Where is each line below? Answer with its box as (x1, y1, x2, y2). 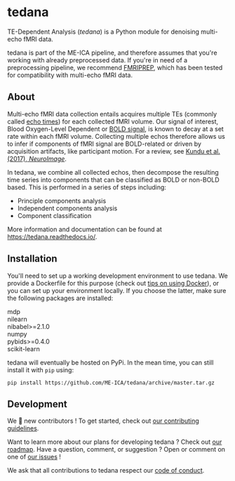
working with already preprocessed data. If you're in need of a (7, 55, 188, 64)
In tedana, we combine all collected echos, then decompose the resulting (7, 168, 219, 176)
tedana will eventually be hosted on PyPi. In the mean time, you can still (7, 358, 214, 367)
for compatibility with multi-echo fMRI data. (7, 71, 133, 79)
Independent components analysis (17, 204, 118, 212)
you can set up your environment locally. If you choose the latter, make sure (7, 286, 227, 294)
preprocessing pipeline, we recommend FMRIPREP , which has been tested (7, 63, 223, 72)
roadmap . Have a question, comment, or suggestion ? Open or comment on (7, 445, 226, 454)
